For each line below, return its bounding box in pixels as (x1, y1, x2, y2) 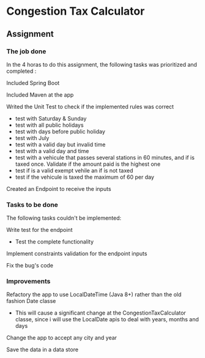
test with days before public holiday (15, 127, 106, 135)
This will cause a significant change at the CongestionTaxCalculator (15, 309, 187, 316)
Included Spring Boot (6, 79, 60, 86)
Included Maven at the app (6, 91, 74, 99)
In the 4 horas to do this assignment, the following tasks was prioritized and (6, 61, 198, 68)
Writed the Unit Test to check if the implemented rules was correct (6, 103, 174, 110)
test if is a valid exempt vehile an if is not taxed (15, 166, 133, 174)
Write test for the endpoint (6, 226, 73, 234)
